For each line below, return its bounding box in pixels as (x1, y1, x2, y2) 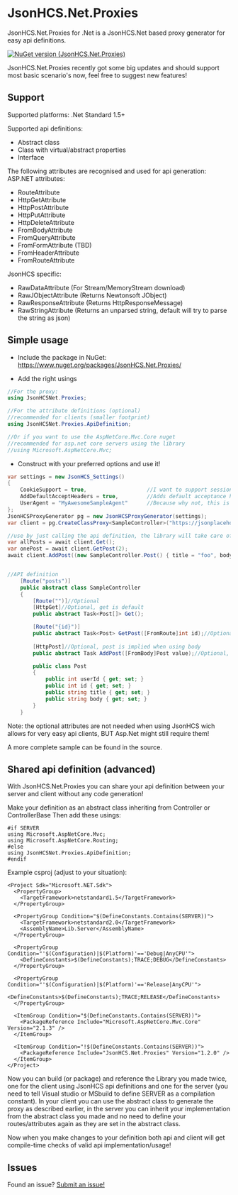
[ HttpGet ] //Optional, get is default (33, 604, 144, 611)
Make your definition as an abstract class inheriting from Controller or (7, 803, 210, 812)
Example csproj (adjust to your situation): (7, 868, 127, 877)
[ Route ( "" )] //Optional (33, 597, 100, 605)
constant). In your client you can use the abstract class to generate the (7, 1097, 214, 1106)
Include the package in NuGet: (17, 353, 107, 361)
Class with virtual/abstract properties (17, 145, 126, 154)
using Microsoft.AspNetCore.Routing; (7, 837, 119, 844)
